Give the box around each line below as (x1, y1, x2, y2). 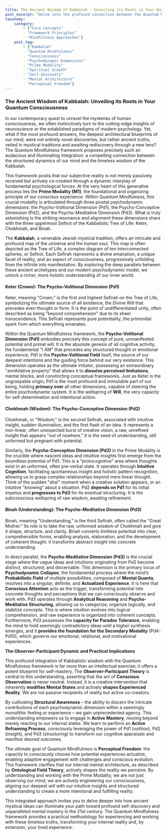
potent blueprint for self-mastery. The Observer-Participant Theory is (5, 668, 150, 674)
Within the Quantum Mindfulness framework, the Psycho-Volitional (5, 331, 144, 337)
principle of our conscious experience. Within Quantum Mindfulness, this (5, 194, 155, 200)
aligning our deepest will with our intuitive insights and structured (5, 783, 139, 789)
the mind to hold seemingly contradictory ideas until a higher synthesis (5, 622, 151, 628)
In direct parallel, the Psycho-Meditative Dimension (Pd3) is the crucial (5, 554, 153, 560)
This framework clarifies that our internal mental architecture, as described (5, 761, 159, 767)
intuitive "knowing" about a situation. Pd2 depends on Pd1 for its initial (5, 484, 150, 490)
